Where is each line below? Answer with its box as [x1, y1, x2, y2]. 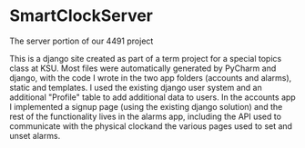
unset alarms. [9, 130, 61, 141]
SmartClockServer [9, 5, 153, 26]
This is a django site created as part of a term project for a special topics [9, 53, 282, 64]
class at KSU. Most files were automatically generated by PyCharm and [9, 63, 277, 74]
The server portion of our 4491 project [9, 35, 154, 46]
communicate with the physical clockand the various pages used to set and [9, 120, 293, 132]
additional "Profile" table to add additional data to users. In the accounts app [9, 92, 296, 103]
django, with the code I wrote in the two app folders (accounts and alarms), [9, 72, 292, 83]
